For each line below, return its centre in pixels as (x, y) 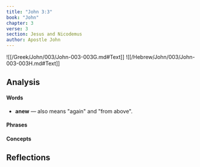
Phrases (17, 125)
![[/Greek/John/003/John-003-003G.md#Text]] (66, 57)
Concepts (19, 139)
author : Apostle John (34, 40)
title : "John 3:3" (29, 12)
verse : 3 (17, 29)
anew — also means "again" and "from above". (74, 111)
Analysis (23, 82)
